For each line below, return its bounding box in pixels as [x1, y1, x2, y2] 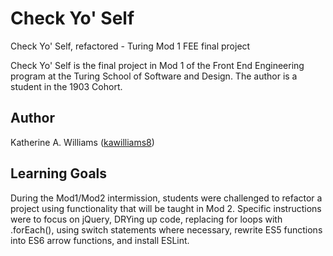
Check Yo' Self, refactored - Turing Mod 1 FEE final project [10, 40, 251, 52]
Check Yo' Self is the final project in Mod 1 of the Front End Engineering [10, 59, 305, 71]
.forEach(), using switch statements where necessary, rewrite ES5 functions [10, 223, 323, 236]
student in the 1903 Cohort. [10, 80, 123, 92]
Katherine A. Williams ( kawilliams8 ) [10, 136, 155, 148]
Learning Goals [10, 165, 108, 182]
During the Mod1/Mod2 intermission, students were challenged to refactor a [10, 192, 323, 204]
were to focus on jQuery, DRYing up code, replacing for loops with [10, 213, 283, 225]
